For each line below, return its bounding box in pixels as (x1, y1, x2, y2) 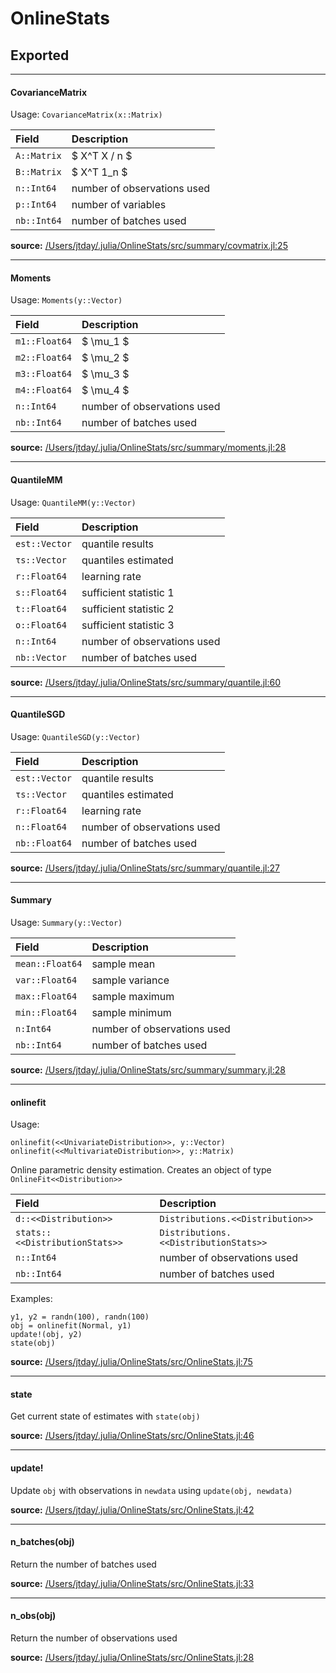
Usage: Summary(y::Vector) (10, 917, 123, 929)
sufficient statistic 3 (81, 618, 175, 632)
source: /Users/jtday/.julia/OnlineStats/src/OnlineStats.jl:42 (10, 1503, 255, 1516)
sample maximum (91, 990, 175, 1004)
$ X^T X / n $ (71, 149, 133, 163)
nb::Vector (15, 652, 67, 663)
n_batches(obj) (10, 1536, 75, 1548)
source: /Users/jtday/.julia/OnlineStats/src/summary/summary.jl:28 (10, 1064, 286, 1076)
